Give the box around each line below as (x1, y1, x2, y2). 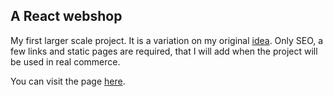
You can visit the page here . (10, 75, 126, 87)
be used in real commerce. (10, 55, 121, 68)
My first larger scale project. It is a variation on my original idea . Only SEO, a (10, 34, 324, 46)
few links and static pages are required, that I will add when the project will (10, 45, 318, 57)
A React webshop (10, 8, 123, 25)
